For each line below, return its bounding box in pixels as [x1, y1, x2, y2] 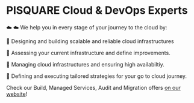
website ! [6, 90, 28, 98]
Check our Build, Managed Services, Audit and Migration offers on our [6, 84, 181, 91]
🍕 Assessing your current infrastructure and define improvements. [6, 49, 171, 56]
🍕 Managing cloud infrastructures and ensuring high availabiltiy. [6, 60, 164, 68]
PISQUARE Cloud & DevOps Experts [6, 4, 188, 17]
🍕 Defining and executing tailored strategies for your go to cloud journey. [6, 72, 187, 80]
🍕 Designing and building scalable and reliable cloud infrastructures [6, 37, 175, 45]
